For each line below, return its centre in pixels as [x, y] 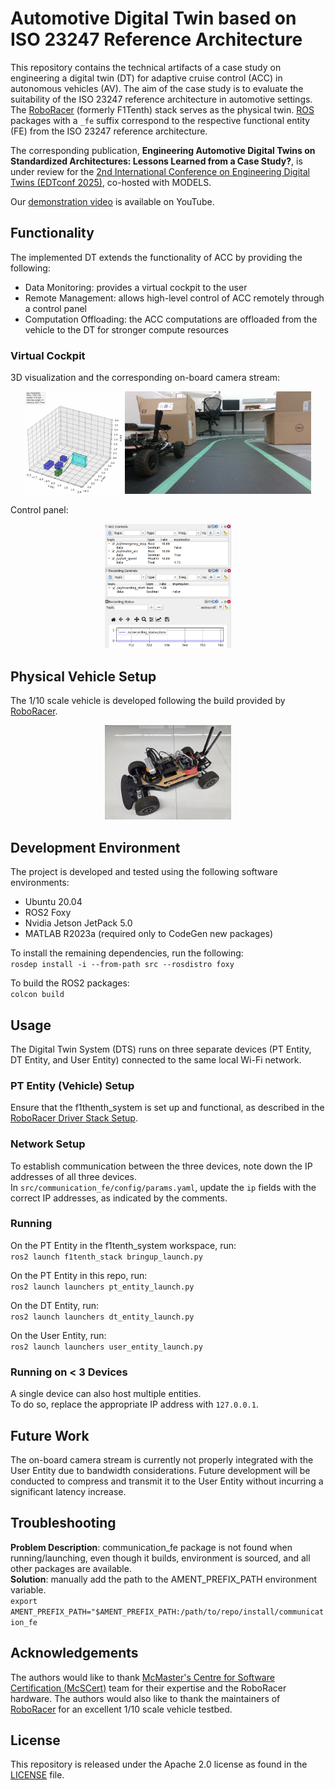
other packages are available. [71, 1568]
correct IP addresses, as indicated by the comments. [119, 1198]
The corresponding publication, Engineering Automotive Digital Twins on [163, 150]
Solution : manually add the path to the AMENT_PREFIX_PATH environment [164, 1579]
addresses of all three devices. [74, 1176]
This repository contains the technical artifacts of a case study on [146, 67]
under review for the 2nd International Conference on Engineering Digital [160, 171]
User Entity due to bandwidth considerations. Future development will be [160, 1470]
